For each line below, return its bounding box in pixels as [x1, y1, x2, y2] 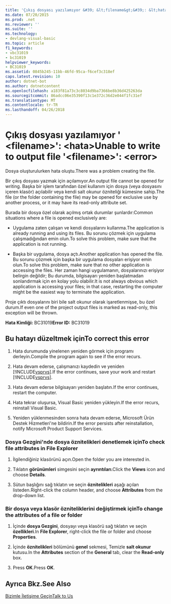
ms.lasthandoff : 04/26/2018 [5, 107, 65, 112]
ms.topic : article [5, 41, 44, 46]
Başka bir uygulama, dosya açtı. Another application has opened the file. [12, 251, 164, 257]
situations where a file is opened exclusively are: [5, 215, 107, 221]
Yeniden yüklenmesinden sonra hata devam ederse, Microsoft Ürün [12, 414, 154, 421]
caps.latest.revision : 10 [5, 74, 60, 79]
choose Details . [12, 472, 46, 478]
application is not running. [12, 241, 68, 247]
